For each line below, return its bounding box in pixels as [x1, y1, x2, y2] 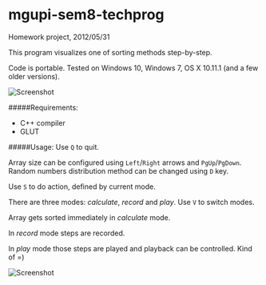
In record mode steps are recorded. [8, 228, 125, 238]
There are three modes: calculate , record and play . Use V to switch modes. [8, 197, 255, 207]
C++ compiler [19, 118, 66, 127]
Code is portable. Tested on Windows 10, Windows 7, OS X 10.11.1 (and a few [8, 62, 259, 73]
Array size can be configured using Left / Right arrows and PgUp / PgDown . [8, 158, 242, 167]
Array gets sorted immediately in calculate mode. [8, 212, 171, 222]
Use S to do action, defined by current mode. [8, 182, 156, 191]
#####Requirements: [8, 102, 78, 112]
